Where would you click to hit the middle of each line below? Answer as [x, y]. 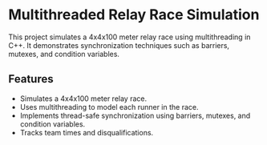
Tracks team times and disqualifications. [87, 132]
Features [31, 79]
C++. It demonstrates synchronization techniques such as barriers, [119, 45]
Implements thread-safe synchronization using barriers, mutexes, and [135, 115]
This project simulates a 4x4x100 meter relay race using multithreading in [129, 37]
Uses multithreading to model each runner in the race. [109, 107]
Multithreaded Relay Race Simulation [134, 15]
